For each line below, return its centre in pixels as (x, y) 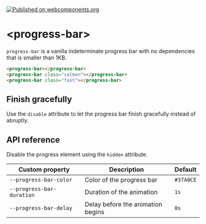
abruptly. (17, 121)
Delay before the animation (124, 204)
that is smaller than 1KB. (36, 58)
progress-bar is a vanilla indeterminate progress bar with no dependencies (101, 51)
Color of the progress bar (121, 180)
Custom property (44, 170)
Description (127, 170)
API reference (33, 140)
